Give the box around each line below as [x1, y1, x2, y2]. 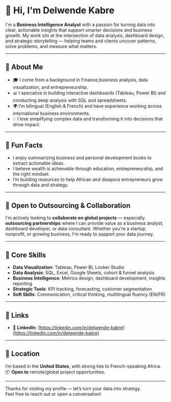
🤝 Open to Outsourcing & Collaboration [5, 201, 131, 210]
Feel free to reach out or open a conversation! [5, 391, 102, 397]
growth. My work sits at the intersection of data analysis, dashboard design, [5, 32, 164, 38]
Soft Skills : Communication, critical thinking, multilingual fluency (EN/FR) [12, 291, 166, 298]
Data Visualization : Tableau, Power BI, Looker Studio [12, 264, 125, 270]
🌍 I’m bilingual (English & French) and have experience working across [12, 103, 162, 109]
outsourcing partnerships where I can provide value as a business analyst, [5, 220, 164, 226]
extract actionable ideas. [12, 160, 65, 166]
